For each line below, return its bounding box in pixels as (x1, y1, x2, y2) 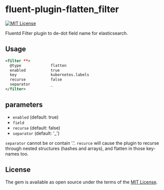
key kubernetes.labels (10, 72, 90, 78)
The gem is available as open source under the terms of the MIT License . (5, 179, 158, 185)
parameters (5, 100, 43, 109)
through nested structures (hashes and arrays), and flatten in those (5, 145, 145, 151)
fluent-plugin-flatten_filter (5, 4, 119, 15)
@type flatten (10, 63, 67, 68)
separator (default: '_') (12, 130, 60, 136)
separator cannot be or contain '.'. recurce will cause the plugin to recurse (5, 140, 159, 146)
